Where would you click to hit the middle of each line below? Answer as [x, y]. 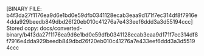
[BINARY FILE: [24, 9]
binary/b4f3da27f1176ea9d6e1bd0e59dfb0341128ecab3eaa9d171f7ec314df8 [102, 35]
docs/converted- [61, 28]
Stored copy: [23, 28]
